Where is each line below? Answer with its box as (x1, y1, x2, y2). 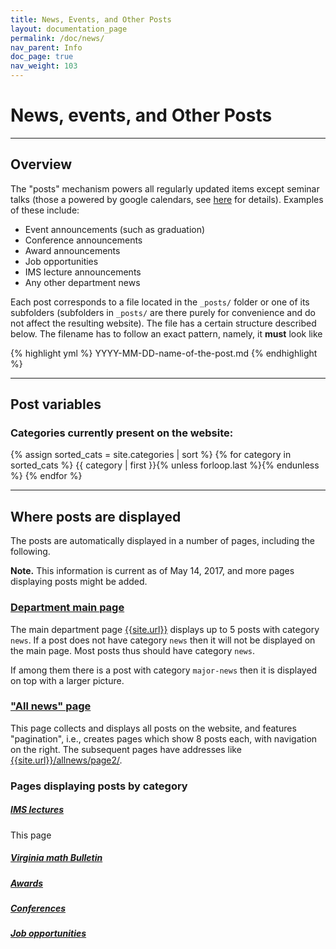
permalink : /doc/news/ (10, 33, 105, 43)
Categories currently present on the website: (10, 426, 234, 440)
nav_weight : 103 (10, 61, 78, 71)
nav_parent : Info (10, 42, 83, 53)
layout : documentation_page (10, 24, 128, 34)
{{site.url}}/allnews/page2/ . (10, 754, 123, 766)
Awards (10, 877, 44, 889)
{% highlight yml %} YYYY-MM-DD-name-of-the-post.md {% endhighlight (10, 347, 318, 359)
